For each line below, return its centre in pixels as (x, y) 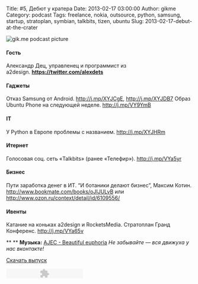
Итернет (17, 145)
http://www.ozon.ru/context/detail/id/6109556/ (63, 198)
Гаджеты (18, 85)
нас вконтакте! (25, 249)
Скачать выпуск (27, 260)
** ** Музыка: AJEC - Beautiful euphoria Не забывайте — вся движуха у (98, 242)
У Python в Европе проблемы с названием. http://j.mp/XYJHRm (86, 132)
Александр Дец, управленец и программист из (66, 66)
